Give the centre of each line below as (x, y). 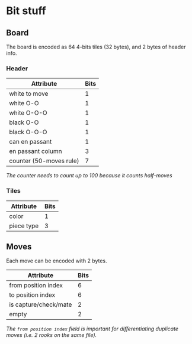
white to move (29, 94)
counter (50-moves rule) (44, 161)
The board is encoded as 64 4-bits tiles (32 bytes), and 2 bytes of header (96, 47)
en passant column (36, 151)
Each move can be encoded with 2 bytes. (57, 261)
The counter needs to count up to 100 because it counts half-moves (89, 176)
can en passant (31, 142)
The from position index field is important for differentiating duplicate (92, 329)
